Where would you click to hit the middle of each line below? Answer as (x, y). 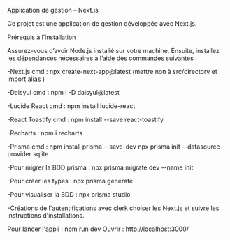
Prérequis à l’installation (42, 37)
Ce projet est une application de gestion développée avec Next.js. (102, 23)
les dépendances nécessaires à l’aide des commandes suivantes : (102, 58)
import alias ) (26, 79)
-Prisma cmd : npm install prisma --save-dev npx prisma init (94, 147)
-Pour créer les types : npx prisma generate (70, 181)
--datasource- (202, 147)
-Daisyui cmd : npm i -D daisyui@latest (64, 92)
